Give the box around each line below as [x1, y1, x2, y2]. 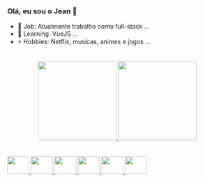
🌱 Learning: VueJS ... [17, 29, 79, 38]
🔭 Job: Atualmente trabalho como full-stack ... [17, 22, 150, 31]
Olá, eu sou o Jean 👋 [7, 6, 78, 16]
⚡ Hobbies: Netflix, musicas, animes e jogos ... [17, 38, 151, 46]
